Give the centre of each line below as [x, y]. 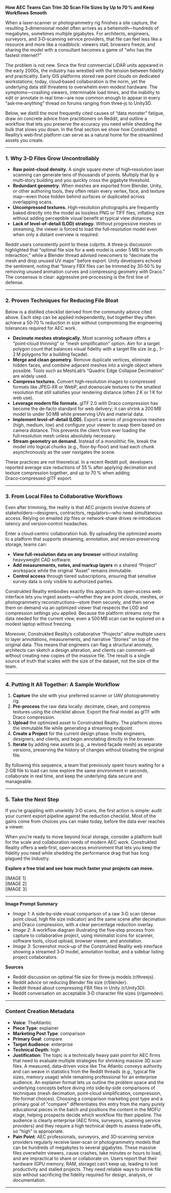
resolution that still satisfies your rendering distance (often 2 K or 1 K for [88, 392]
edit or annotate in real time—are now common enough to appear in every [83, 98]
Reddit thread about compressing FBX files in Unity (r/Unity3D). [79, 988]
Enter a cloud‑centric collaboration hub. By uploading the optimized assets [83, 533]
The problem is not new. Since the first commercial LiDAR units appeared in [84, 65]
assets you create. [25, 140]
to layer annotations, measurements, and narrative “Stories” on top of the [82, 639]
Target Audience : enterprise [43, 1044]
